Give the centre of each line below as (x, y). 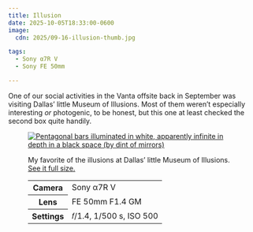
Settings (48, 216)
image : (19, 30)
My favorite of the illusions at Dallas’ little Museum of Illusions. (129, 159)
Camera (48, 188)
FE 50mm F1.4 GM (106, 201)
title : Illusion (35, 15)
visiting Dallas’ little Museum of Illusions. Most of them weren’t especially (127, 104)
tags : (17, 52)
